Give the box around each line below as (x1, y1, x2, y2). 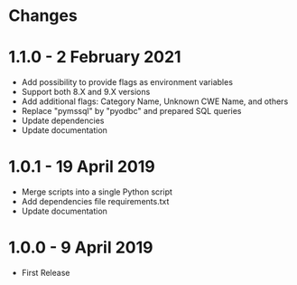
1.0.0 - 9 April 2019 (8, 237, 153, 258)
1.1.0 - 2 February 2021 (8, 47, 181, 68)
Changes (8, 5, 78, 26)
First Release (21, 268, 70, 278)
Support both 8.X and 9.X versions (21, 87, 151, 98)
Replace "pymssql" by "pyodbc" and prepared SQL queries (21, 106, 242, 117)
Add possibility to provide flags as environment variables (21, 77, 234, 88)
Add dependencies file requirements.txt (21, 196, 170, 207)
